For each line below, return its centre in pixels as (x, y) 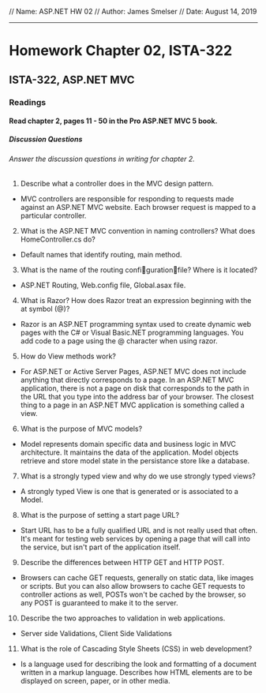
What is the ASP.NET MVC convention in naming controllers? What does (138, 230)
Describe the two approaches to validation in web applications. (123, 618)
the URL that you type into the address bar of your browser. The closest (137, 396)
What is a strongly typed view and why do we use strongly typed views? (138, 476)
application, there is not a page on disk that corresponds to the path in (135, 388)
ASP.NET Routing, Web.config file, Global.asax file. (103, 285)
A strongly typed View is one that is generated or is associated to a (129, 491)
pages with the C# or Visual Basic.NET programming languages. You (132, 332)
